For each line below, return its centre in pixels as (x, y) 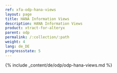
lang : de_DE (17, 46)
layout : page (19, 14)
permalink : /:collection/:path (37, 37)
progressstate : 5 (23, 51)
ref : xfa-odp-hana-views (31, 10)
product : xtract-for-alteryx (35, 28)
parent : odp (17, 33)
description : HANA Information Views (44, 23)
